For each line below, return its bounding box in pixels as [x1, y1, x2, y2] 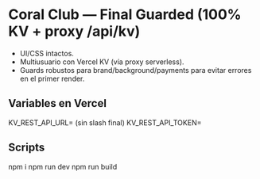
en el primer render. [19, 74, 85, 83]
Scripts [8, 141, 45, 154]
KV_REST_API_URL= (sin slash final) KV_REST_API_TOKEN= [8, 117, 202, 128]
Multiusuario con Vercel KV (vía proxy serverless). [19, 57, 184, 67]
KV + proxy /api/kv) [8, 22, 141, 40]
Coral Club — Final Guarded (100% [8, 6, 242, 24]
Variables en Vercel [8, 97, 107, 110]
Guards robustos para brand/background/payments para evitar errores [19, 65, 252, 74]
